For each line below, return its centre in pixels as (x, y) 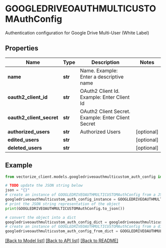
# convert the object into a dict (41, 217)
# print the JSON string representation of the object (63, 204)
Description (105, 62)
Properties (22, 48)
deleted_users (25, 148)
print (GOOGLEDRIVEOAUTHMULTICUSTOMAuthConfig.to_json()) (65, 208)
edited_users (23, 140)
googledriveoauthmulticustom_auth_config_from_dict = (62, 231)
